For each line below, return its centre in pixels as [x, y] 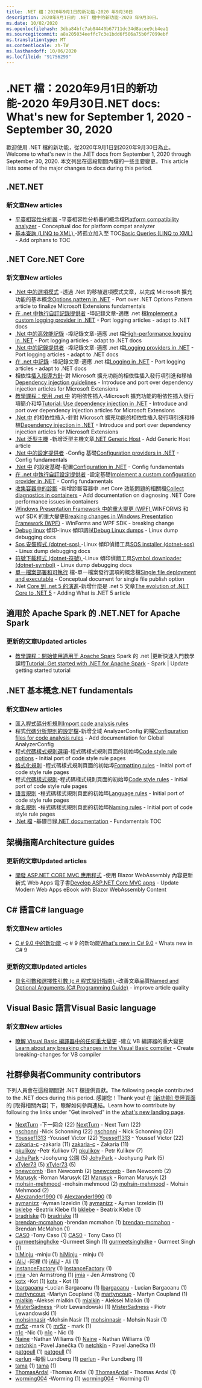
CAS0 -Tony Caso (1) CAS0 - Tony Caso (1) [68, 1235]
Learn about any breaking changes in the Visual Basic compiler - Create [104, 1047]
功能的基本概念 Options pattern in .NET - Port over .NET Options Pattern [104, 299]
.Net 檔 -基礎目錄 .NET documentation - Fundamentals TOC [88, 821]
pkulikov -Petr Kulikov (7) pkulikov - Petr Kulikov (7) [79, 1151]
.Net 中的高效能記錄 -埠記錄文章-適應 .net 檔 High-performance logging [103, 333]
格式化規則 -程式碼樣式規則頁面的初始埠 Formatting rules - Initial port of [103, 766]
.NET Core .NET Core [46, 259]
